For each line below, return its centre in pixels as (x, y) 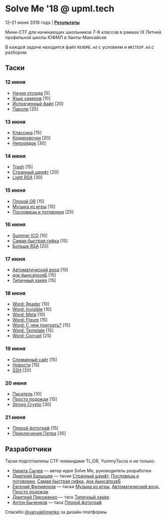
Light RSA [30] (27, 178)
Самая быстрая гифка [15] (40, 241)
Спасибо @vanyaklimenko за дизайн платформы (56, 512)
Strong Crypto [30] (32, 404)
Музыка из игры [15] (34, 207)
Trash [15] (23, 167)
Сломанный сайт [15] (35, 359)
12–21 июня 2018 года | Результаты (43, 22)
